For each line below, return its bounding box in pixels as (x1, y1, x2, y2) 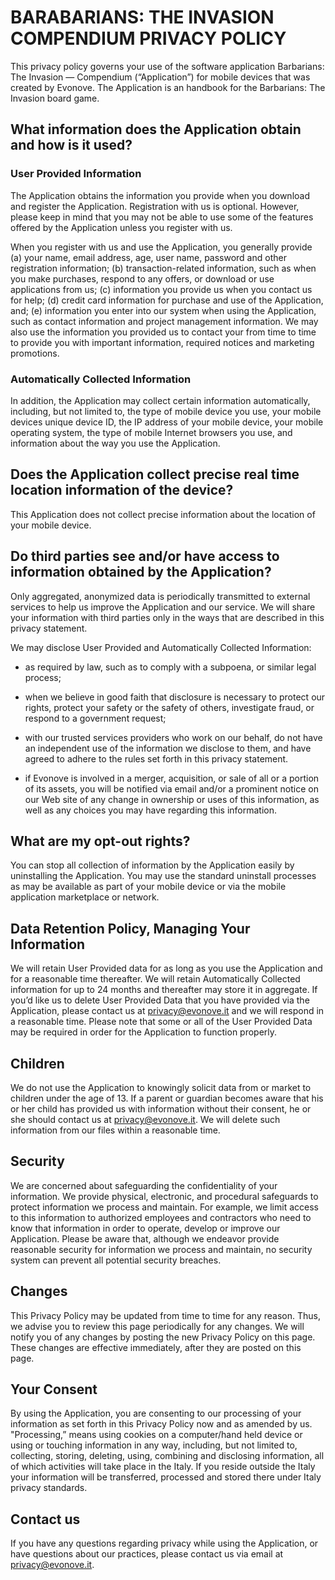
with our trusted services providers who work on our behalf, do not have (24, 731, 323, 743)
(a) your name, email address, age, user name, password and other (10, 251, 287, 263)
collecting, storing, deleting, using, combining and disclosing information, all (10, 1450, 325, 1462)
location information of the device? (10, 482, 234, 499)
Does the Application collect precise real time (10, 466, 300, 483)
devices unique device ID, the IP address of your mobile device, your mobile (10, 416, 324, 428)
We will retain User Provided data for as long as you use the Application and (10, 962, 323, 975)
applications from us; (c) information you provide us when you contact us (10, 283, 313, 295)
